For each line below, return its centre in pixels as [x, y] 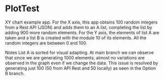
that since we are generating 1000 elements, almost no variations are [75, 57]
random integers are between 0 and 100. [46, 43]
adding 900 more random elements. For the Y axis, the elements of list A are [82, 32]
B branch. [15, 73]
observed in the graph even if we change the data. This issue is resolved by [82, 63]
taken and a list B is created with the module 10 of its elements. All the [76, 38]
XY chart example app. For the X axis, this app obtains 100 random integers [82, 22]
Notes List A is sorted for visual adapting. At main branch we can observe [80, 53]
